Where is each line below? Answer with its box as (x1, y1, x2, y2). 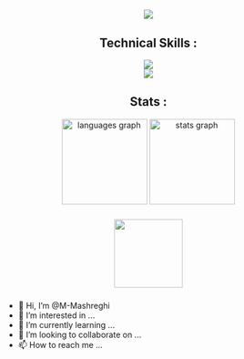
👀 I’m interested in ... (17, 310, 96, 321)
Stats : (129, 94, 168, 109)
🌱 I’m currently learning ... (17, 319, 116, 330)
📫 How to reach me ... (17, 339, 103, 350)
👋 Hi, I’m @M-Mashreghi (17, 300, 111, 311)
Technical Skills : (99, 35, 198, 50)
